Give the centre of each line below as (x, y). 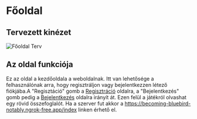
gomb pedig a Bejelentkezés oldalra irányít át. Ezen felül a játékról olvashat (96, 97)
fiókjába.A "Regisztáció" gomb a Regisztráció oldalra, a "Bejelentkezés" (93, 91)
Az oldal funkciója (40, 64)
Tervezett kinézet (39, 32)
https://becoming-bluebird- (158, 103)
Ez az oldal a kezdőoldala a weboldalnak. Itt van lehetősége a (80, 78)
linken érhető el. (98, 110)
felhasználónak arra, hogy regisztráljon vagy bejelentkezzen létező (87, 85)
